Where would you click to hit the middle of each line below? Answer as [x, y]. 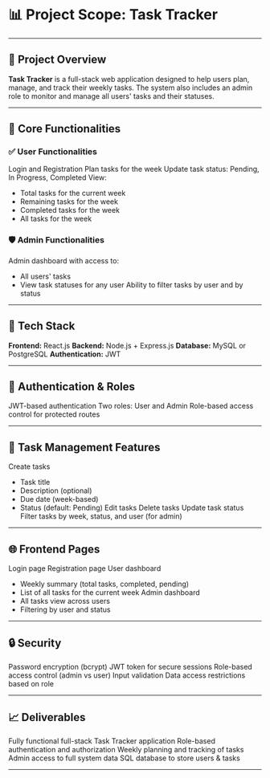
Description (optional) [56, 491]
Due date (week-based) [59, 499]
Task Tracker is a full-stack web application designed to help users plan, [129, 79]
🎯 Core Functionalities [65, 129]
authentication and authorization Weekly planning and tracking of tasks [126, 749]
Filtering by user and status [65, 609]
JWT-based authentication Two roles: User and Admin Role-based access [131, 406]
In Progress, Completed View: [57, 177]
